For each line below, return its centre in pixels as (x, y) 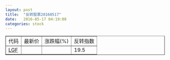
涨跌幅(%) (57, 41)
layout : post (19, 10)
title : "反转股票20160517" (33, 14)
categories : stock (25, 24)
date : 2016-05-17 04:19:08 (36, 19)
